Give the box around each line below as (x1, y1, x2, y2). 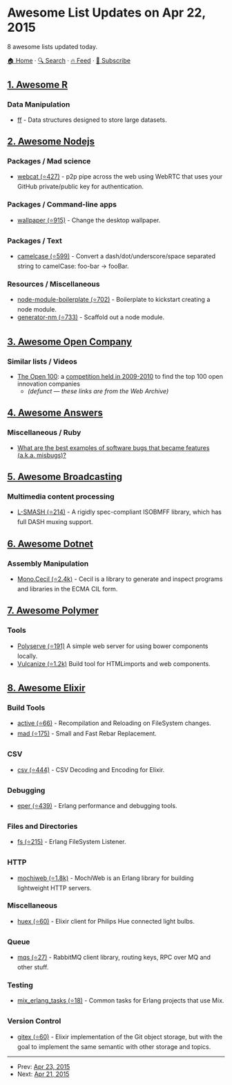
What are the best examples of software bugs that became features (17, 443, 210, 451)
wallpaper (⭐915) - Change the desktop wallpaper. (17, 216, 161, 224)
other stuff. (17, 963, 49, 971)
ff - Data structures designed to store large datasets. (17, 116, 167, 124)
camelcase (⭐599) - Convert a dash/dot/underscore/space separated (17, 251, 216, 260)
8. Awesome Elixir (7, 682, 86, 694)
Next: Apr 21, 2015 (17, 1070, 70, 1078)
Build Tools (7, 703, 46, 712)
